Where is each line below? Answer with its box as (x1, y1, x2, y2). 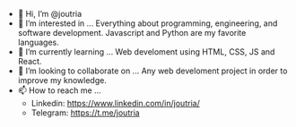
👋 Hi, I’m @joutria (17, 9, 83, 19)
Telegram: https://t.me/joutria (30, 107, 141, 118)
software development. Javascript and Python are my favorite (17, 28, 247, 38)
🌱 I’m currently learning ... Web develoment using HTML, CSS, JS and (17, 47, 275, 57)
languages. (17, 37, 60, 47)
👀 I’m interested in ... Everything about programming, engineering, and (17, 18, 278, 29)
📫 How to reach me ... (17, 85, 101, 96)
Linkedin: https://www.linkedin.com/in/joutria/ (30, 98, 200, 108)
